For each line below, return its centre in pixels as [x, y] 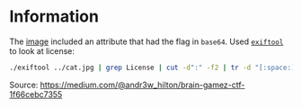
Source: [24, 85]
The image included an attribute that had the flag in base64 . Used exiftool [147, 41]
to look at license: [42, 50]
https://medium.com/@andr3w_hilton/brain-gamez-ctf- [142, 85]
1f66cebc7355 [36, 94]
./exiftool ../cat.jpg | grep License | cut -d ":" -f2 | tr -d [130, 67]
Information [54, 17]
